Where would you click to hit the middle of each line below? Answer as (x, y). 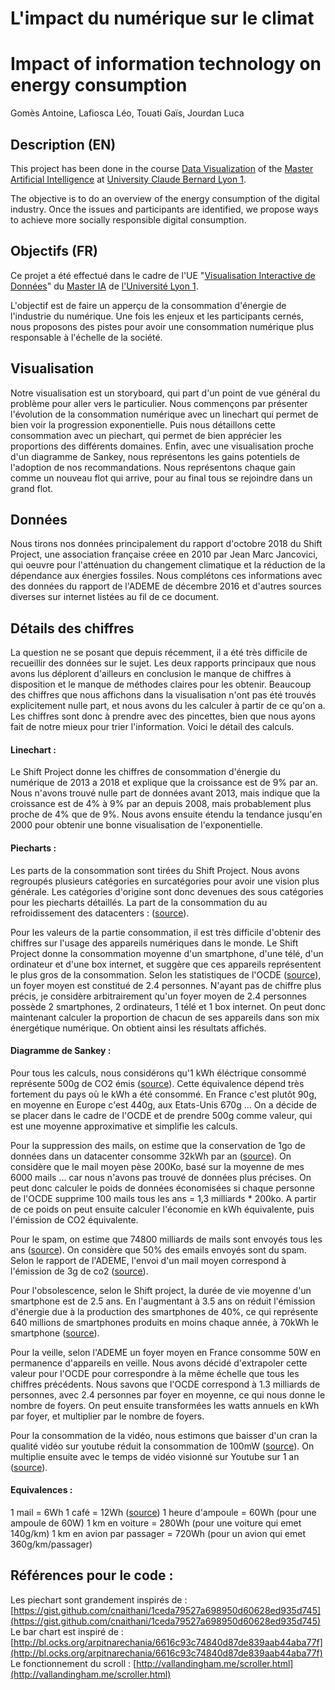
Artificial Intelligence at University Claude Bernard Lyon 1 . (128, 179)
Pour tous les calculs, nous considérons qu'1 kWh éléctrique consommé (158, 1073)
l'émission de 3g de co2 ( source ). (79, 1271)
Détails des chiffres (72, 628)
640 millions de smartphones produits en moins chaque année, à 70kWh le (164, 1322)
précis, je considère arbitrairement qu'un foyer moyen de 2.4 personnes (159, 996)
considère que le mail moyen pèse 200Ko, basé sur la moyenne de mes (157, 1166)
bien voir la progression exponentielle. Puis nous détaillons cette (143, 424)
